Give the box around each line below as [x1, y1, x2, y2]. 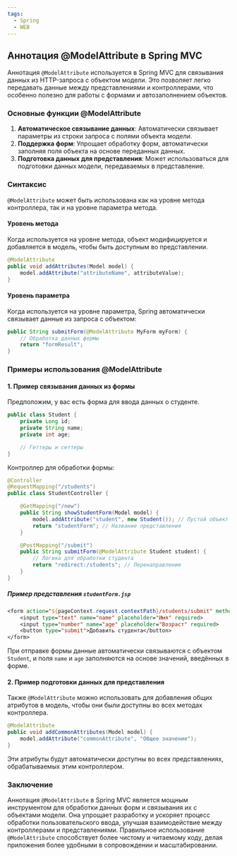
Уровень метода [7, 220, 59, 228]
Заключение [7, 780, 54, 790]
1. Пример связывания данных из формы [7, 382, 135, 391]
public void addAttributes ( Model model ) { [7, 263, 134, 270]
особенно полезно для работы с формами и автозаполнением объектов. [7, 91, 228, 100]
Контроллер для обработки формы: [7, 463, 115, 472]
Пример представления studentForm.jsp [7, 590, 131, 598]
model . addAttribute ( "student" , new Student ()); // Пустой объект [32, 516, 229, 523]
